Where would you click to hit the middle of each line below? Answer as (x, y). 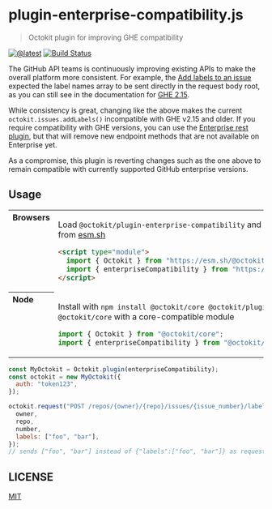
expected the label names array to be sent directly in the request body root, (134, 86)
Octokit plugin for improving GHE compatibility (106, 37)
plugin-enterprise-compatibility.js (126, 15)
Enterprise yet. (33, 144)
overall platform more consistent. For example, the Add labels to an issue (130, 77)
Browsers (31, 217)
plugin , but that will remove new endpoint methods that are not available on (134, 136)
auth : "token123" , (47, 384)
